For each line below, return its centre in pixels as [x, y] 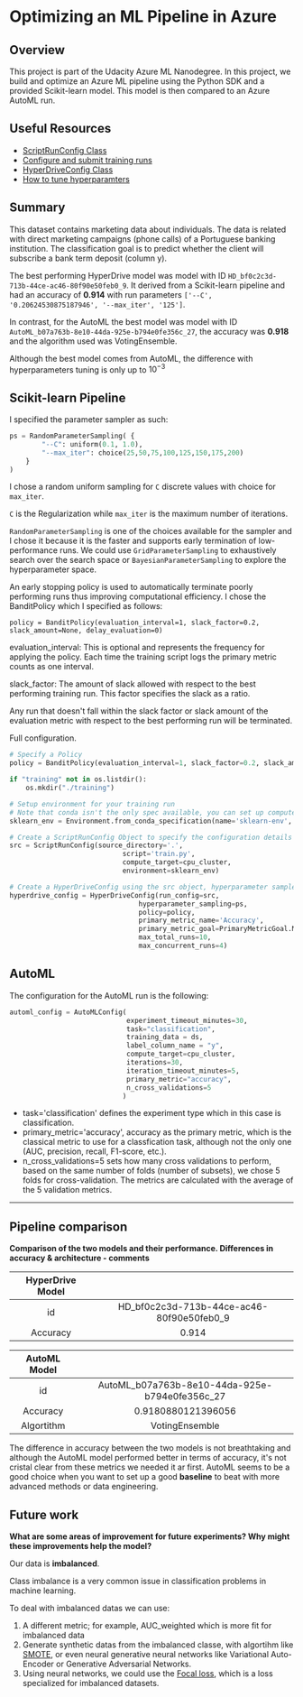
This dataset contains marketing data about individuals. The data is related [148, 229]
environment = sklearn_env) [171, 871]
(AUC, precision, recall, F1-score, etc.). [94, 1151]
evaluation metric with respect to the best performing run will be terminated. [151, 721]
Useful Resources [60, 129]
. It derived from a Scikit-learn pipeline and [206, 285]
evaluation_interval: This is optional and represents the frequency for [137, 648]
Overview [37, 50]
